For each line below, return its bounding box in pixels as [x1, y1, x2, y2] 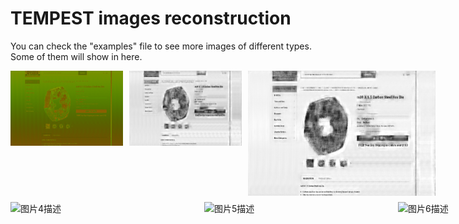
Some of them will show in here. [10, 50, 143, 62]
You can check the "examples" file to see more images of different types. [10, 40, 312, 52]
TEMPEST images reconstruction [10, 7, 292, 30]
